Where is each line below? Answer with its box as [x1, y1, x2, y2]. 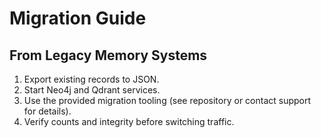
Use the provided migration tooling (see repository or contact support [23, 95, 312, 106]
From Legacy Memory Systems [9, 47, 208, 64]
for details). [23, 105, 72, 117]
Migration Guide [9, 7, 147, 30]
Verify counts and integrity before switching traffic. [23, 116, 235, 127]
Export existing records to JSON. [23, 73, 160, 85]
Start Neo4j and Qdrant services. [23, 84, 161, 96]
